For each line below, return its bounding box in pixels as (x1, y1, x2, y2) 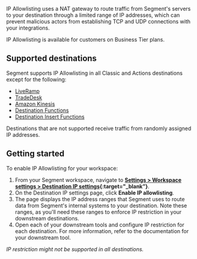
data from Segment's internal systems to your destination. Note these (14, 202, 187, 209)
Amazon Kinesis (14, 100, 55, 107)
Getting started (6, 149, 65, 159)
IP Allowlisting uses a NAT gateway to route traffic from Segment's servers (6, 5, 191, 12)
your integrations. (6, 24, 50, 31)
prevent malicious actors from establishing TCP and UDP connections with (6, 18, 191, 25)
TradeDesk (14, 93, 43, 101)
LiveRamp (14, 87, 40, 95)
